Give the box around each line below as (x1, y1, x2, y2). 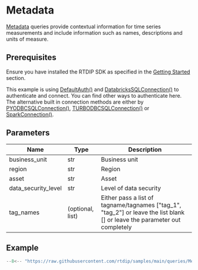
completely (101, 223, 132, 231)
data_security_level (9, 184, 62, 192)
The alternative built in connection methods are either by (6, 98, 144, 105)
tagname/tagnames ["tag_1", (101, 201, 181, 209)
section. (6, 74, 26, 81)
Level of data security (101, 184, 161, 192)
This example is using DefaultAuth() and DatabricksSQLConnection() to (6, 86, 179, 93)
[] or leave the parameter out (101, 215, 181, 224)
